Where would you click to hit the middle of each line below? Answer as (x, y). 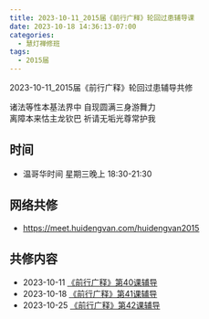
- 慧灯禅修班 (39, 43)
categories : (32, 35)
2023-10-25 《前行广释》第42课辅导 (91, 305)
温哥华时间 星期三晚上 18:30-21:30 (87, 174)
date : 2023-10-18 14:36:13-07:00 (73, 27)
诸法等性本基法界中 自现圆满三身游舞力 (83, 107)
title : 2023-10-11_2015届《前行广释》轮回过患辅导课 (102, 18)
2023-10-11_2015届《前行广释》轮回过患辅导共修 (101, 87)
